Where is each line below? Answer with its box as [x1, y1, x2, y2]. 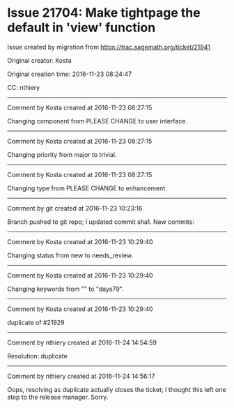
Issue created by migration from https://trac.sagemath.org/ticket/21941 [7, 43, 210, 51]
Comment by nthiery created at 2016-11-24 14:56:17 [7, 372, 155, 380]
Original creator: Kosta [7, 56, 72, 64]
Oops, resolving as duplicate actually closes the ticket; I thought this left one [7, 385, 226, 393]
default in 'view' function [7, 20, 156, 36]
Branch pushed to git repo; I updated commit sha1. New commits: [7, 218, 195, 226]
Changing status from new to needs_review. [7, 251, 134, 259]
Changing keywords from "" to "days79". [7, 285, 124, 293]
